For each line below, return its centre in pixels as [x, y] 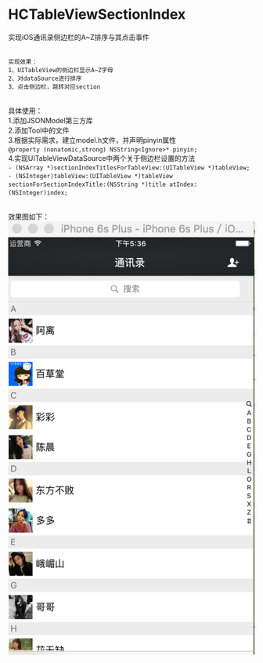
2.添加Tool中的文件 [39, 130]
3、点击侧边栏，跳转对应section [54, 87]
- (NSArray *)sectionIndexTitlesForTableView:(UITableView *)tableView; [129, 168]
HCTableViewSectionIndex [97, 15]
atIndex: [184, 184]
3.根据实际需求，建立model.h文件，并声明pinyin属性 [92, 140]
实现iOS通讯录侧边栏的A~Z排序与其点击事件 [79, 37]
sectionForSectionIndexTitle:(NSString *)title [87, 184]
